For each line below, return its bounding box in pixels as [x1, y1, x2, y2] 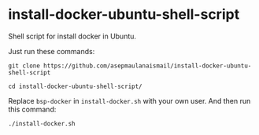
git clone [8, 61, 41, 70]
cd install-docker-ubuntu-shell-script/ [8, 82, 143, 90]
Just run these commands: [8, 46, 95, 56]
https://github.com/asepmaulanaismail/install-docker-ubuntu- [43, 61, 252, 70]
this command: [8, 104, 57, 114]
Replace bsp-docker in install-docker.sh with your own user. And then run [8, 96, 251, 105]
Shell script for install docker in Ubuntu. [8, 31, 136, 41]
